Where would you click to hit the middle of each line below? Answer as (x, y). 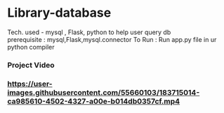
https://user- (30, 84)
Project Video (31, 65)
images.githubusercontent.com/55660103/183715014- (104, 92)
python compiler (31, 47)
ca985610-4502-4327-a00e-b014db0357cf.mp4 (94, 101)
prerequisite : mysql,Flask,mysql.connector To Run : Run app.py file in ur (112, 39)
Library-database (59, 13)
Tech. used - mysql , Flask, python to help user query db (89, 32)
